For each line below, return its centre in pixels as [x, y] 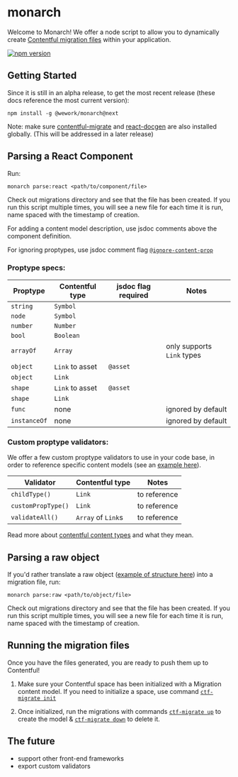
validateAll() [35, 518]
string [22, 306]
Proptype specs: [36, 268]
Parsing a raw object [53, 557]
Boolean [67, 335]
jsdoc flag [134, 286]
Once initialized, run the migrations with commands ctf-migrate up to [119, 711]
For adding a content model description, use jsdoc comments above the [112, 228]
